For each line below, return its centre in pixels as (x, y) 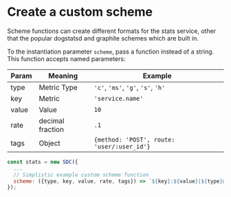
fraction (51, 129)
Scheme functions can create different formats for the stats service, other (112, 31)
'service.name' (119, 98)
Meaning (63, 76)
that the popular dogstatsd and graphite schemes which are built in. (103, 38)
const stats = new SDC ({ (43, 162)
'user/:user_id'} (122, 146)
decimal (52, 121)
